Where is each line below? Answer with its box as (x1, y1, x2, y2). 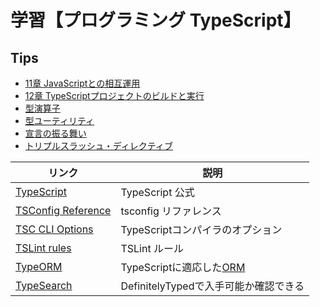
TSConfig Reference (15, 204, 112, 217)
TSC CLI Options (15, 222, 94, 236)
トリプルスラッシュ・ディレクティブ (24, 140, 173, 151)
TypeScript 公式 (120, 186, 195, 199)
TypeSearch (15, 279, 73, 292)
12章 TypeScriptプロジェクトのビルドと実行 (24, 90, 205, 101)
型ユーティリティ (24, 115, 95, 126)
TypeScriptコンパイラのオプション (120, 223, 283, 236)
